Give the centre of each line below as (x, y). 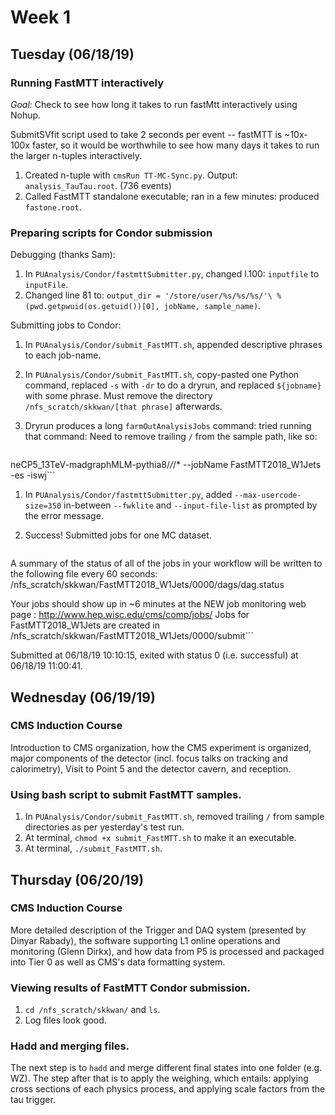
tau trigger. (33, 1100)
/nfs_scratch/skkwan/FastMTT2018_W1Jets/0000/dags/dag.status (147, 585)
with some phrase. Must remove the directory (118, 396)
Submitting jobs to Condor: (66, 325)
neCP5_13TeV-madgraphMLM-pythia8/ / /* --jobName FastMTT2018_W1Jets (166, 465)
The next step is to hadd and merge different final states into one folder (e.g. (166, 1068)
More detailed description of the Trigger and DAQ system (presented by (158, 930)
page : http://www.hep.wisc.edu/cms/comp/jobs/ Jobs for (130, 615)
